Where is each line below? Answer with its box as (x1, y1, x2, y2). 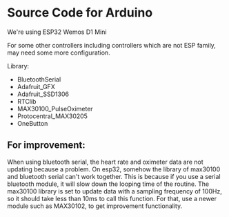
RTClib (17, 97, 37, 105)
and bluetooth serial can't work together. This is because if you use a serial (7, 172, 221, 180)
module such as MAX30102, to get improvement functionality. (7, 202, 183, 210)
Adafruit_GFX (17, 82, 55, 91)
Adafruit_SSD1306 (17, 90, 69, 98)
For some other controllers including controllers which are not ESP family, (7, 41, 216, 49)
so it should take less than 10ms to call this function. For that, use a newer (7, 194, 217, 202)
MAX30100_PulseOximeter (17, 104, 93, 113)
